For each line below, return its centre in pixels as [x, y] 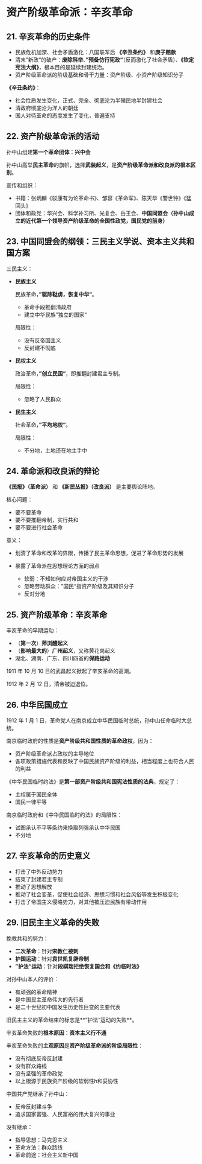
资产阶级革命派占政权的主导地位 [54, 754]
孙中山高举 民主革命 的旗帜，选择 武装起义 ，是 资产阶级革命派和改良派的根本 [98, 165]
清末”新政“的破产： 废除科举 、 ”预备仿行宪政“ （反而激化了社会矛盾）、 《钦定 [104, 60]
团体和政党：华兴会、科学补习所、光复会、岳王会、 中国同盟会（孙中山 [102, 213]
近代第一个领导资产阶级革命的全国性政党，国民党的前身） [97, 220]
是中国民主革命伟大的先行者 [49, 999]
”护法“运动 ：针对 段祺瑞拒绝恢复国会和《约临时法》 [78, 966]
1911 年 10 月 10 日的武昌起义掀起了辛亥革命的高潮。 [70, 671]
